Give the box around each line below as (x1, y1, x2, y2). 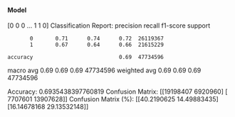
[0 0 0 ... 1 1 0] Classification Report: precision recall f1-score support (7, 21, 211, 30)
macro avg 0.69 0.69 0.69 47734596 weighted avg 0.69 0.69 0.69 (7, 66, 202, 74)
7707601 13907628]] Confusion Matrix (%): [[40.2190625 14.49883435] (7, 95, 219, 104)
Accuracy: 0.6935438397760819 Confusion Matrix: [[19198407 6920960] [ (7, 87, 228, 96)
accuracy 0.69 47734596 (7, 54, 164, 61)
